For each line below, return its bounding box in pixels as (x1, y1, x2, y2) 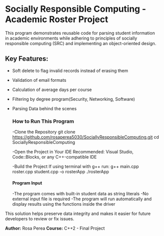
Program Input (12, 180, 43, 186)
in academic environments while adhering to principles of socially (5, 35, 138, 41)
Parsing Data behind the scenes (12, 105, 77, 111)
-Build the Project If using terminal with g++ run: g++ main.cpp (12, 164, 139, 169)
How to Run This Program (12, 118, 74, 124)
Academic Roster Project (5, 14, 109, 25)
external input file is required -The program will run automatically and (12, 196, 152, 202)
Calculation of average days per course (12, 87, 92, 93)
